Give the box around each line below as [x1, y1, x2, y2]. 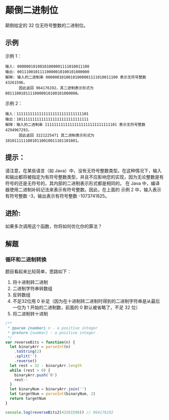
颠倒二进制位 [5, 5, 59, 16]
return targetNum [10, 396, 46, 401]
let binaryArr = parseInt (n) [10, 344, 71, 349]
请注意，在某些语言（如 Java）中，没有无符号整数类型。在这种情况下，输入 [5, 167, 162, 173]
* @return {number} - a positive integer [7, 330, 96, 335]
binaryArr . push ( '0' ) [14, 372, 57, 378]
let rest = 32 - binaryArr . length [10, 363, 82, 368]
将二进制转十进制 [12, 311, 48, 317]
